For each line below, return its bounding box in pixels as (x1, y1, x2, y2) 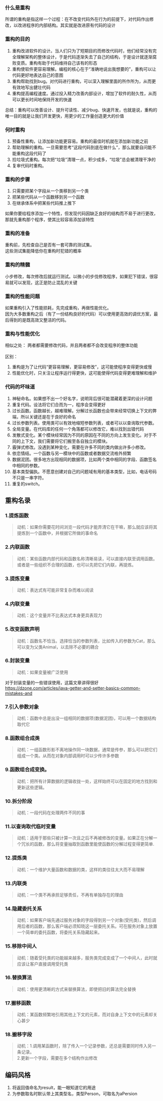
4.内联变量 (5, 600, 30, 607)
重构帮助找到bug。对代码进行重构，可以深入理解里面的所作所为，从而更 (12, 78, 156, 84)
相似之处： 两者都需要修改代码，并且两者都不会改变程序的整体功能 (5, 342, 138, 348)
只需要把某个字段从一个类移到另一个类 (12, 188, 89, 194)
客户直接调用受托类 (30, 961, 68, 967)
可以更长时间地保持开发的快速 (12, 96, 72, 102)
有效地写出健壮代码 (12, 84, 51, 90)
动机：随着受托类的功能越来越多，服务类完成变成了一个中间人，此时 (16, 955, 153, 961)
